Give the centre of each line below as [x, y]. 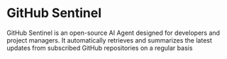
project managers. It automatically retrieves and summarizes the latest [109, 40]
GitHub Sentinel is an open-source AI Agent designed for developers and [113, 33]
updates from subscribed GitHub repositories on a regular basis [100, 48]
